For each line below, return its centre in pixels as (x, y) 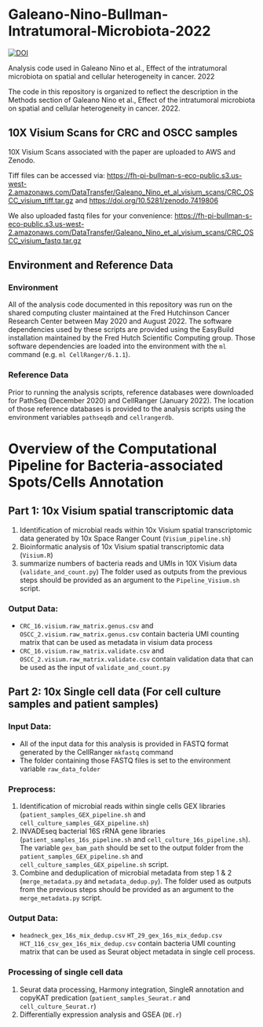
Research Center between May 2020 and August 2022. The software (120, 321)
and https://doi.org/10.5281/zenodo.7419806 (146, 200)
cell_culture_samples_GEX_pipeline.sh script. (94, 865)
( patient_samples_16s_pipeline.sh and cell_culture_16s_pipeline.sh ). (135, 839)
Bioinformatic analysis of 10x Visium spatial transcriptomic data (122, 546)
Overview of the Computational (113, 448)
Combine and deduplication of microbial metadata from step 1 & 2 (126, 873)
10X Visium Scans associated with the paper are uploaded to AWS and (122, 151)
